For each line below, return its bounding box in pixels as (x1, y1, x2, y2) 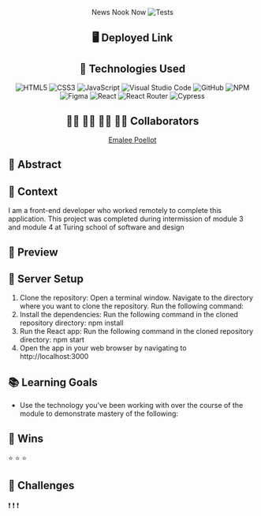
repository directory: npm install (19, 318, 124, 327)
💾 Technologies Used (79, 62, 186, 75)
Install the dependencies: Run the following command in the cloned (19, 310, 239, 320)
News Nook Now (91, 8, 147, 17)
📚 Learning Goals (8, 376, 99, 389)
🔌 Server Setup (8, 272, 84, 286)
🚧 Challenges (8, 479, 75, 492)
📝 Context (8, 185, 58, 198)
